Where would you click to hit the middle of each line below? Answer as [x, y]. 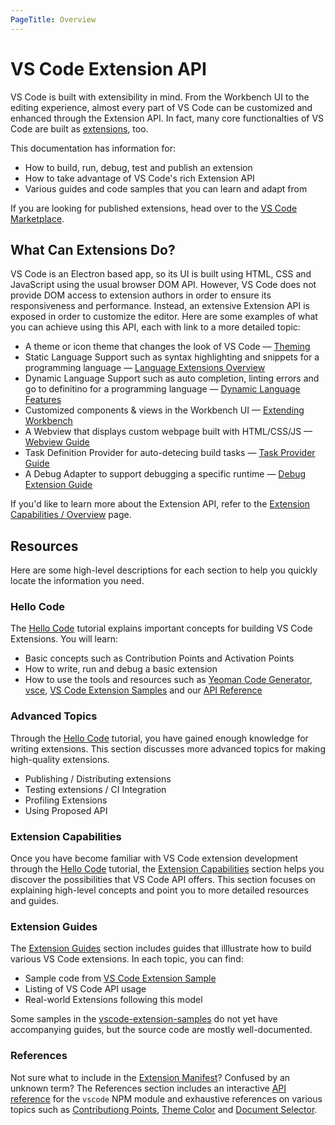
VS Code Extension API [108, 68]
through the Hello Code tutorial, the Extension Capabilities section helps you [167, 869]
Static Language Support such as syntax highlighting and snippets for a [172, 357]
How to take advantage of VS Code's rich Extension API [139, 178]
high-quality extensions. [60, 759]
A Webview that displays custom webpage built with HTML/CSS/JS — [168, 432]
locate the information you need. [77, 581]
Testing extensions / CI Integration [95, 789]
